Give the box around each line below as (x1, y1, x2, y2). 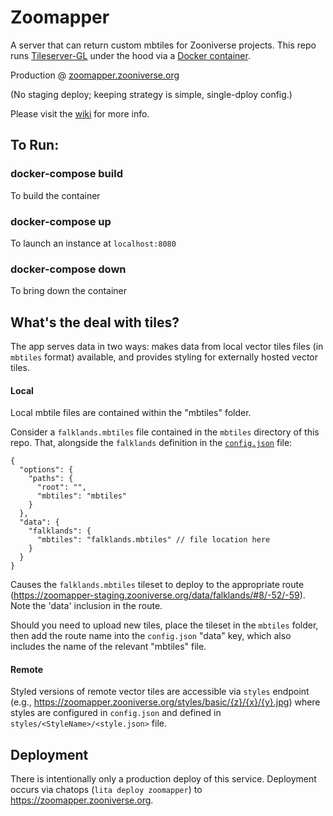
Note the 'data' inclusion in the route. (10, 600, 163, 612)
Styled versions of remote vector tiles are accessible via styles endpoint (10, 686, 310, 698)
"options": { (19, 465, 74, 475)
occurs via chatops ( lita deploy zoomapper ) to (10, 784, 203, 796)
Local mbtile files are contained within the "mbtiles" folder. (10, 407, 252, 419)
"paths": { (28, 474, 74, 484)
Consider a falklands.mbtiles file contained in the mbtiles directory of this (10, 426, 320, 438)
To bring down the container (10, 285, 128, 297)
